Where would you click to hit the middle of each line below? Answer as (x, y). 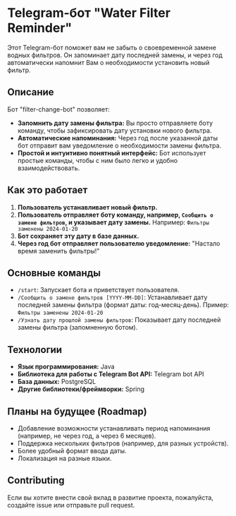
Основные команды (54, 273)
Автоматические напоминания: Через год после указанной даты (118, 138)
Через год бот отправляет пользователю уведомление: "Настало (119, 243)
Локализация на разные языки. (64, 458)
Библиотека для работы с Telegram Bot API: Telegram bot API (111, 374)
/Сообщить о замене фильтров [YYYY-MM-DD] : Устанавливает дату (112, 297)
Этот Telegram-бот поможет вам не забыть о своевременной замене (112, 47)
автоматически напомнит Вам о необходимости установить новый (108, 62)
